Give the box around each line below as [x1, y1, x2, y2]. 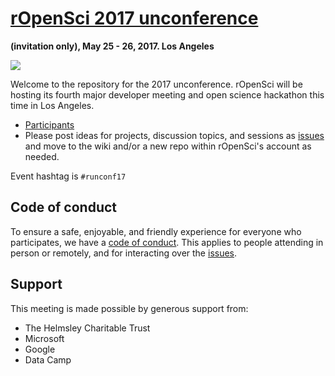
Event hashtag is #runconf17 [10, 170, 127, 182]
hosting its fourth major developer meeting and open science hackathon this [10, 88, 325, 101]
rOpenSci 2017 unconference [10, 7, 259, 30]
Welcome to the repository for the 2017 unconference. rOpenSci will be [10, 78, 303, 90]
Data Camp [24, 353, 72, 366]
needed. [24, 150, 60, 162]
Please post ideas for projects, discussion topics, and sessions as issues [24, 129, 325, 141]
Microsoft [24, 332, 65, 344]
